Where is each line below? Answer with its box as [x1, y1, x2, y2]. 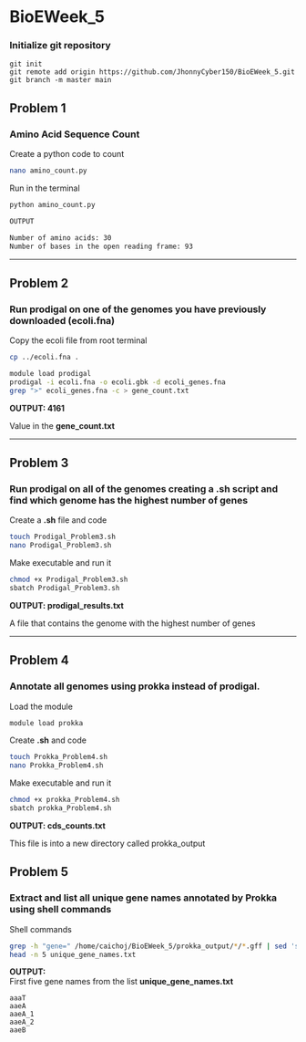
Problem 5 [9, 864, 69, 880]
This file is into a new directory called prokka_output [9, 838, 206, 849]
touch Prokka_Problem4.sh [9, 753, 107, 762]
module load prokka [9, 718, 84, 727]
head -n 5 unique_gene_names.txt [9, 950, 137, 959]
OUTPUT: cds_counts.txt [9, 819, 107, 831]
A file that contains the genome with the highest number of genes [9, 618, 256, 629]
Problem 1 [9, 100, 66, 116]
